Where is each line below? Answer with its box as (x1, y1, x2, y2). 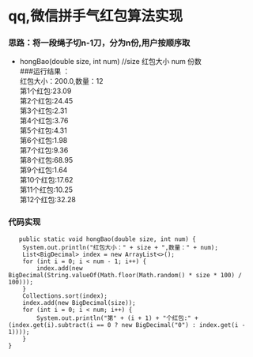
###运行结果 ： (19, 66, 70, 76)
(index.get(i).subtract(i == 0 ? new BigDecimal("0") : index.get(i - (8, 321, 246, 329)
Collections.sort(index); (22, 291, 108, 300)
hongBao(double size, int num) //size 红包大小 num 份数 (19, 57, 202, 66)
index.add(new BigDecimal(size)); (22, 299, 136, 306)
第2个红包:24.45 (19, 96, 74, 106)
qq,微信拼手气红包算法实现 (8, 7, 183, 25)
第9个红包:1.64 (19, 165, 68, 175)
